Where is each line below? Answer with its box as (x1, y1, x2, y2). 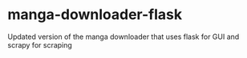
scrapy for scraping (7, 40, 73, 49)
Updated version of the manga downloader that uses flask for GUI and (7, 32, 240, 41)
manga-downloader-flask (7, 6, 182, 24)
